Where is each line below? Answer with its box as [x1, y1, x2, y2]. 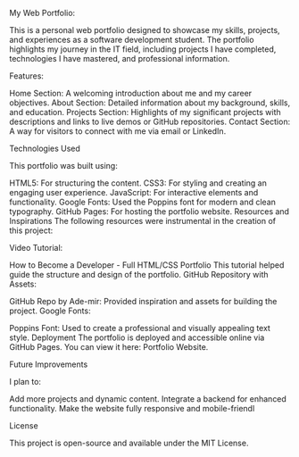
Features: [9, 71, 45, 81]
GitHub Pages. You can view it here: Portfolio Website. [9, 342, 209, 352]
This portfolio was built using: [9, 161, 118, 170]
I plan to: [9, 377, 42, 386]
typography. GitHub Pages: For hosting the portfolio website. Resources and [9, 206, 290, 217]
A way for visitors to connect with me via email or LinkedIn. [9, 126, 227, 137]
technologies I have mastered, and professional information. [9, 54, 230, 63]
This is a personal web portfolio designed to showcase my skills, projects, [9, 25, 280, 35]
